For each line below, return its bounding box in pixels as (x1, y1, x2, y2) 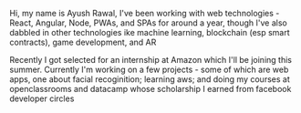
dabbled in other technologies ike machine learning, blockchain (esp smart (9, 27, 290, 37)
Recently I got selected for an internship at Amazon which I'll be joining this (9, 55, 292, 65)
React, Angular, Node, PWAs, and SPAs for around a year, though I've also (9, 17, 287, 28)
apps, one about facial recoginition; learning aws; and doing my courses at (9, 74, 290, 85)
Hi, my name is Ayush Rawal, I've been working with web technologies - (9, 8, 280, 18)
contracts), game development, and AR (9, 36, 157, 47)
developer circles (9, 93, 75, 104)
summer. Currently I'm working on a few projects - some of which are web (9, 64, 289, 75)
